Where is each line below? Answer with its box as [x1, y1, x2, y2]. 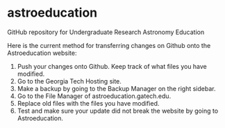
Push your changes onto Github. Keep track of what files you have [17, 62, 207, 70]
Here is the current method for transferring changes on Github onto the [7, 41, 211, 49]
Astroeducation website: [7, 49, 78, 57]
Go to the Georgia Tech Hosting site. [17, 77, 122, 85]
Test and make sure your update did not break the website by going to [17, 106, 219, 115]
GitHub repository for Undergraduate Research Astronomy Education [7, 28, 205, 36]
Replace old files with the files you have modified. [17, 99, 160, 107]
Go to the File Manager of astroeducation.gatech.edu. [17, 92, 172, 100]
